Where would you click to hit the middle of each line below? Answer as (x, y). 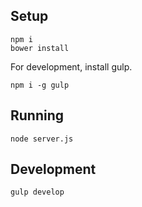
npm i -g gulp (40, 85)
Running (37, 115)
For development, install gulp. (71, 66)
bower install (40, 48)
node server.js (42, 139)
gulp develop (37, 192)
